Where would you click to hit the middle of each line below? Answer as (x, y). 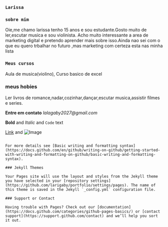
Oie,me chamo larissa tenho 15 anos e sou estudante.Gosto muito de (76, 30)
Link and (14, 132)
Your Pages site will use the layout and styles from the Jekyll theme (81, 176)
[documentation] (114, 207)
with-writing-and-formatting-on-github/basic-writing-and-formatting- (80, 154)
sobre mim (17, 19)
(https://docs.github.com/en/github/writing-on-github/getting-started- (83, 150)
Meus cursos (20, 64)
